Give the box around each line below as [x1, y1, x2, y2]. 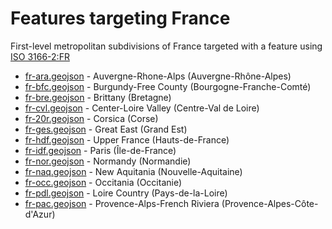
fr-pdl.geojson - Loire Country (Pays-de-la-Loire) [24, 187, 228, 199]
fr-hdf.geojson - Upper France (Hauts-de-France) [24, 133, 230, 146]
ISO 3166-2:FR [10, 50, 70, 62]
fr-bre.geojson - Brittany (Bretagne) [24, 91, 172, 103]
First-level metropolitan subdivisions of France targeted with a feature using [10, 40, 323, 52]
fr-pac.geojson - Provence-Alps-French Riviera [24, 197, 220, 209]
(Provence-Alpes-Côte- [221, 197, 319, 209]
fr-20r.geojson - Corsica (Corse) [24, 112, 159, 124]
